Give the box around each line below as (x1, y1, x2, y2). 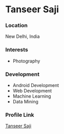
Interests (5, 46, 28, 53)
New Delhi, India (5, 33, 40, 39)
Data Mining (12, 99, 38, 105)
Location (5, 22, 28, 29)
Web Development (12, 88, 52, 94)
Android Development (12, 82, 59, 88)
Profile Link (5, 111, 34, 118)
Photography (12, 58, 40, 64)
